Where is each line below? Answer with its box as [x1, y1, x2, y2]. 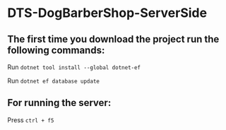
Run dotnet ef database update [7, 76, 100, 85]
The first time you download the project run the [7, 33, 220, 45]
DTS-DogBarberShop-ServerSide [7, 5, 207, 21]
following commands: [7, 44, 105, 56]
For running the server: [7, 97, 112, 109]
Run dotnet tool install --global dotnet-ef [7, 63, 141, 71]
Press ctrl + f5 [7, 115, 54, 124]
